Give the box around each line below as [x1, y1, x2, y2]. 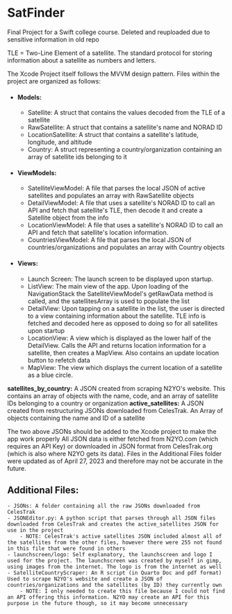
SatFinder [7, 5, 65, 21]
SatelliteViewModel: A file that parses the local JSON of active [27, 184, 206, 193]
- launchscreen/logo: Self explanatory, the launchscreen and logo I [7, 551, 213, 558]
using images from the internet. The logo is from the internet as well [7, 563, 222, 571]
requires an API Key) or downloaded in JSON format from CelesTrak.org [7, 442, 213, 450]
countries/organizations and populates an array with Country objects [27, 243, 225, 252]
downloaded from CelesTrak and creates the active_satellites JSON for [7, 521, 219, 528]
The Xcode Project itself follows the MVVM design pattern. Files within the [7, 70, 220, 78]
